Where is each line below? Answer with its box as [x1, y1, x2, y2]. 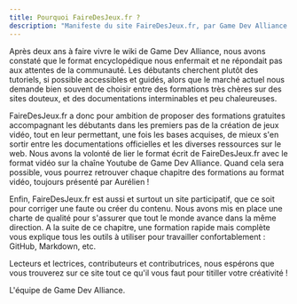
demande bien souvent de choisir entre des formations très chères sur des [9, 84, 282, 94]
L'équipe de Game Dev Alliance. [9, 284, 126, 295]
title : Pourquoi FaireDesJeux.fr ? [9, 12, 141, 22]
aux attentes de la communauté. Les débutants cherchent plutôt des [9, 64, 259, 76]
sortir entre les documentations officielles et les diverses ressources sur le [9, 139, 282, 149]
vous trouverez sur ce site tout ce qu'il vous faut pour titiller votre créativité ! [9, 268, 288, 278]
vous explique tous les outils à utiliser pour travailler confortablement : [9, 231, 266, 242]
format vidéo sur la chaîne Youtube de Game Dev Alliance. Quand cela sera [9, 157, 285, 168]
